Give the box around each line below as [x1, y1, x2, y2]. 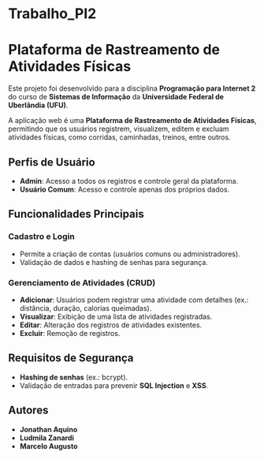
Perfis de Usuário [8, 155, 96, 169]
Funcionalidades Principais [8, 207, 144, 221]
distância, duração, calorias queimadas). [19, 303, 152, 312]
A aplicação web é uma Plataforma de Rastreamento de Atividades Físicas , [8, 116, 258, 125]
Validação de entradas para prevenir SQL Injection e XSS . [19, 380, 209, 390]
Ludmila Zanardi [19, 433, 75, 442]
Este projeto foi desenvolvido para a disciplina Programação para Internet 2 [8, 84, 256, 93]
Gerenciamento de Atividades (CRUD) [8, 277, 156, 288]
